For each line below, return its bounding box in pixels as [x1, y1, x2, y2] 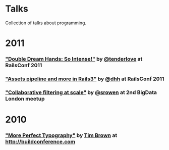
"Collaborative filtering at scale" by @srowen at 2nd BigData [5, 89, 157, 96]
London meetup [5, 95, 45, 102]
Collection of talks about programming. [5, 20, 87, 26]
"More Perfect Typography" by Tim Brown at [5, 132, 118, 139]
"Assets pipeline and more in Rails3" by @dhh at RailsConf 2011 [5, 75, 164, 82]
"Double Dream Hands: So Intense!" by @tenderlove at [5, 56, 143, 63]
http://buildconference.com [5, 138, 76, 145]
